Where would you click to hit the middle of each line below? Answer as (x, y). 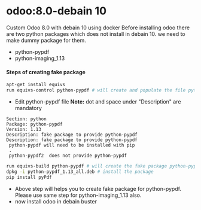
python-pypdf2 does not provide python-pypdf (68, 156)
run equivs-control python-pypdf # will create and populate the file (96, 90)
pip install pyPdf (29, 177)
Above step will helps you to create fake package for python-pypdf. (98, 188)
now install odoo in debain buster (56, 201)
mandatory (28, 108)
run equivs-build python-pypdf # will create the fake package (87, 166)
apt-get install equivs (36, 85)
